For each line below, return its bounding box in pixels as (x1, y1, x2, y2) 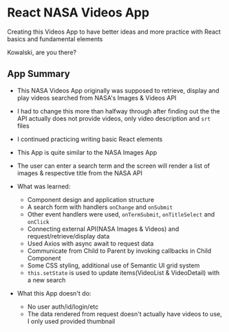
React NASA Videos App (7, 5, 150, 21)
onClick (27, 219, 50, 225)
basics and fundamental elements (7, 34, 103, 43)
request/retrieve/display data (27, 232, 110, 240)
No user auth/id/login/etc (27, 302, 99, 311)
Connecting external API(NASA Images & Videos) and (27, 225, 179, 233)
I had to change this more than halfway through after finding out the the (17, 107, 220, 115)
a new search (27, 276, 66, 284)
